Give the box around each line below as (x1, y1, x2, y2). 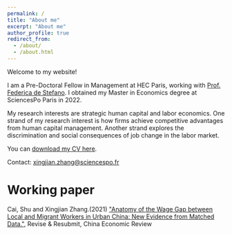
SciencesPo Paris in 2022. (7, 95, 82, 104)
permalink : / (7, 10, 45, 17)
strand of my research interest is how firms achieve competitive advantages (7, 116, 224, 124)
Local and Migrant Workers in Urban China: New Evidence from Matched (7, 212, 215, 220)
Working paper (7, 182, 95, 198)
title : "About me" (7, 17, 60, 23)
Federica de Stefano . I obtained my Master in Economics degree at (7, 88, 197, 97)
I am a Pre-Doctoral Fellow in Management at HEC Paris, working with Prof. (7, 81, 221, 89)
